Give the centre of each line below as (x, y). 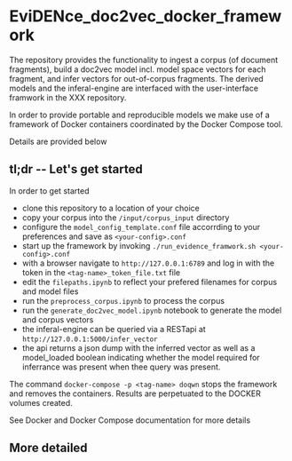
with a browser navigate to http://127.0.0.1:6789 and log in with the (148, 263)
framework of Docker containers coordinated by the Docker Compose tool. (146, 124)
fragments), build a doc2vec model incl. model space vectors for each (138, 69)
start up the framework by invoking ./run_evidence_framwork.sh (139, 245)
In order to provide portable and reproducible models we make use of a (140, 115)
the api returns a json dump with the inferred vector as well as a (138, 347)
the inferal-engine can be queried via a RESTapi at (114, 329)
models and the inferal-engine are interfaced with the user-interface (134, 88)
